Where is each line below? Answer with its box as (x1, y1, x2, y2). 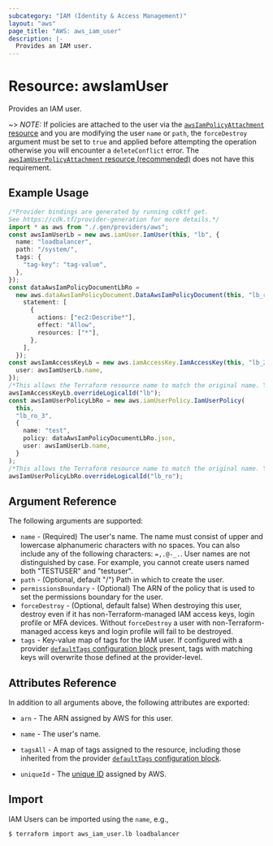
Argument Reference (8, 494, 117, 508)
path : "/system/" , (15, 245, 79, 254)
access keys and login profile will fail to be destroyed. (54, 627, 233, 637)
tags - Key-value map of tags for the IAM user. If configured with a (19, 635, 243, 645)
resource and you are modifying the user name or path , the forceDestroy (8, 128, 248, 138)
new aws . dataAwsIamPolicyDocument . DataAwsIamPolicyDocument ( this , (15, 291, 245, 299)
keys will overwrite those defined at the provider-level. (19, 653, 203, 663)
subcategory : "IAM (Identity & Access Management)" (8, 11, 187, 20)
